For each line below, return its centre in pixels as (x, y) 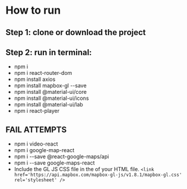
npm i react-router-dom (43, 73)
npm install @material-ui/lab (49, 105)
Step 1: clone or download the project (76, 32)
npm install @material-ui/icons (52, 98)
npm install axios (35, 79)
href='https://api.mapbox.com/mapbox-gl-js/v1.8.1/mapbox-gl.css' (98, 175)
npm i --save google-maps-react (55, 163)
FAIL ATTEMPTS (36, 129)
